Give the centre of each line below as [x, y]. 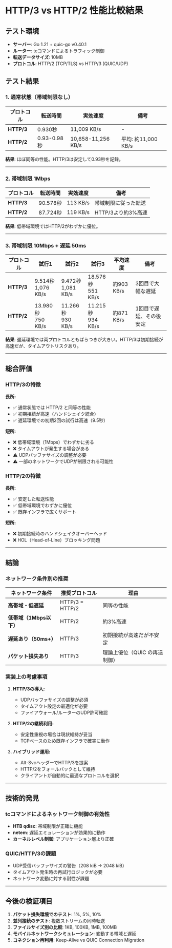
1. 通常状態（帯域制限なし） [39, 97]
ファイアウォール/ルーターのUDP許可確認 [64, 713]
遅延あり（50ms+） [32, 639]
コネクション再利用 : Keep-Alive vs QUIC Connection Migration [79, 940]
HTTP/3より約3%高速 [121, 212]
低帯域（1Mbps [27, 617]
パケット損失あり [29, 656]
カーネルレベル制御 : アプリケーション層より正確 [63, 839]
